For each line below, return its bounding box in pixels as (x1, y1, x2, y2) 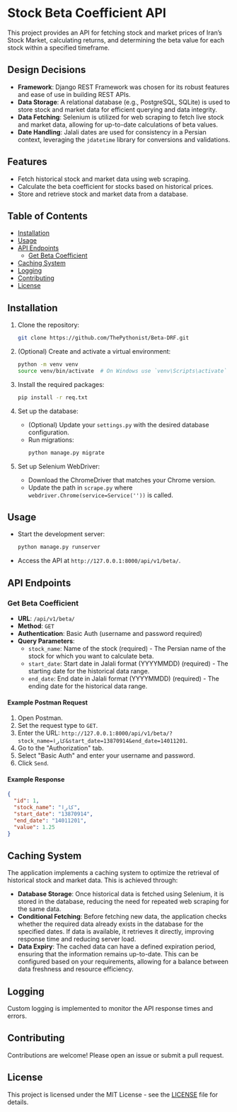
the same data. (17, 905, 62, 913)
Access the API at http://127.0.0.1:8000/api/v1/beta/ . (17, 557, 181, 565)
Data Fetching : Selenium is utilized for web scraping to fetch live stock (17, 112, 224, 121)
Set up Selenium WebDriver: (17, 462, 100, 470)
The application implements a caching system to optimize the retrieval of (7, 869, 219, 877)
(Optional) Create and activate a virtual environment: (17, 347, 171, 356)
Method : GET (17, 621, 54, 630)
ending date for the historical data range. (28, 681, 148, 690)
